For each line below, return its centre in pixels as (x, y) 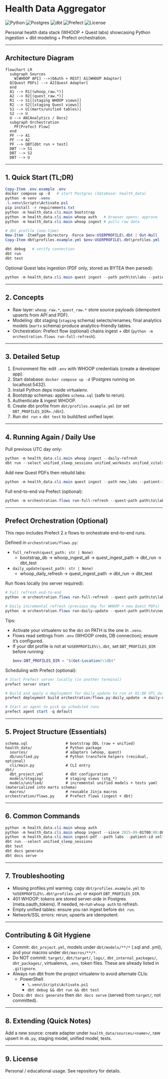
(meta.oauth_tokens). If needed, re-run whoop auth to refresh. (75, 904)
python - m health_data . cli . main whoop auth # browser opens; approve (81, 217)
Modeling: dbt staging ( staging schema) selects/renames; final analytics (87, 320)
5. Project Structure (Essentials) (56, 732)
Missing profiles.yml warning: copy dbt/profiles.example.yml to (78, 888)
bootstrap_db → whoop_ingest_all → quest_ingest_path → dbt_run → (90, 558)
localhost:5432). (29, 385)
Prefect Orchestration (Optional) (57, 521)
